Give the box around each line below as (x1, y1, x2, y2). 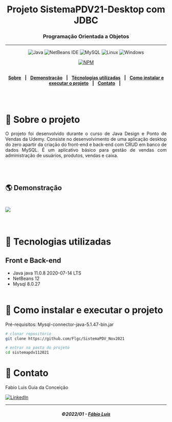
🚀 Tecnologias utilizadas (5, 235, 112, 247)
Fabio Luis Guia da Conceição (5, 384, 69, 391)
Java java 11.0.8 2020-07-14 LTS (12, 270, 81, 276)
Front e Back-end (5, 256, 61, 265)
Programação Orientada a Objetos (42, 33, 130, 40)
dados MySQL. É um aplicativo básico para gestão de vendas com (5, 147, 167, 153)
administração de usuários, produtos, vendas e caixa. (5, 153, 119, 159)
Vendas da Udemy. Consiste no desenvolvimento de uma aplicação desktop (5, 136, 167, 142)
